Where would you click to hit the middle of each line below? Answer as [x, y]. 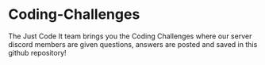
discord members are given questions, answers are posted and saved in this [133, 44]
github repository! [37, 52]
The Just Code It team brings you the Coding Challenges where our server [130, 36]
